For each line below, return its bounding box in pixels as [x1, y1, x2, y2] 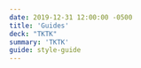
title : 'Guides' [9, 21, 69, 30]
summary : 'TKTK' [9, 37, 69, 47]
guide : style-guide [9, 46, 82, 55]
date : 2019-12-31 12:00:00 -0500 [9, 12, 133, 22]
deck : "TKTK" [9, 29, 58, 38]
